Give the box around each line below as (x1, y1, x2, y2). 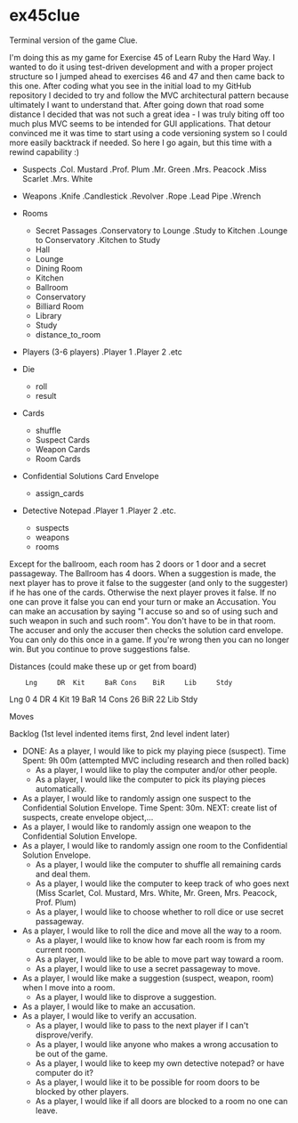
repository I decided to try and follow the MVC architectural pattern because (9, 90, 289, 101)
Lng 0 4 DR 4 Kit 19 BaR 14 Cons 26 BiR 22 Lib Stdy (9, 694, 198, 704)
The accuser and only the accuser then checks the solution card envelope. (9, 624, 284, 635)
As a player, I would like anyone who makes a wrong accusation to (35, 1038, 278, 1049)
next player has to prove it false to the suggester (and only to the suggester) (9, 577, 289, 588)
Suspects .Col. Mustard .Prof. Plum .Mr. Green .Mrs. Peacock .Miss (21, 164, 267, 175)
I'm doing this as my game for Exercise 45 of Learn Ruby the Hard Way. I (9, 52, 276, 62)
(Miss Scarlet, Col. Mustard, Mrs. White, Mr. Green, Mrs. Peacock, (35, 887, 278, 898)
